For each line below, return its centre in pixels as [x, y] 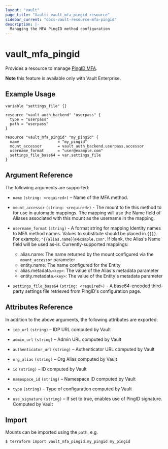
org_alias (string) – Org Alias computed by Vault [65, 359]
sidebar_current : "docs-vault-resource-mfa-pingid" [61, 19]
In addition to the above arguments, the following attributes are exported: [82, 319]
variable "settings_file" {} [36, 106]
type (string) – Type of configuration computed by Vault [72, 389]
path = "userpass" [29, 124]
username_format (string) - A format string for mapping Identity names [87, 228]
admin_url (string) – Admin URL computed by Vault [67, 339]
